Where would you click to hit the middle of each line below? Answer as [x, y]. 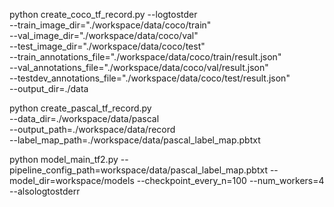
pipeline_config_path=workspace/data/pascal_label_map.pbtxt [138, 170]
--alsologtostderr [45, 191]
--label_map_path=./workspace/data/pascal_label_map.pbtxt [135, 140]
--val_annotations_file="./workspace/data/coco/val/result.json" [139, 67]
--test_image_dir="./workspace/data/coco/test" [107, 46]
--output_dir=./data [49, 88]
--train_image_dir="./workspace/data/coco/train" [110, 25]
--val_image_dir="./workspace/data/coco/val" [104, 35]
